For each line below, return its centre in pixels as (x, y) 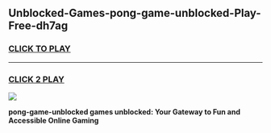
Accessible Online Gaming (54, 120)
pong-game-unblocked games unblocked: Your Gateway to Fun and (124, 111)
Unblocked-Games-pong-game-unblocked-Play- (135, 13)
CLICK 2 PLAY (36, 79)
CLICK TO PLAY (40, 49)
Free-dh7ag (38, 26)
